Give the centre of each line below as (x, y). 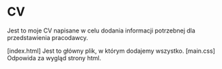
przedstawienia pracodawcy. (48, 37)
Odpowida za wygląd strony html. (54, 57)
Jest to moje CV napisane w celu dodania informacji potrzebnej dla (101, 30)
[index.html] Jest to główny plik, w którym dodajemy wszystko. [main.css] (111, 51)
